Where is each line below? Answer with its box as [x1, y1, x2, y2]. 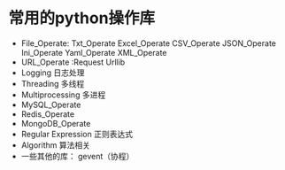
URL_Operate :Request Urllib [20, 57, 126, 67]
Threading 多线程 [20, 78, 85, 89]
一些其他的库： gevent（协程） [20, 151, 135, 161]
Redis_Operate [20, 108, 75, 120]
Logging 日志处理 [20, 67, 85, 78]
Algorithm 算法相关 [20, 139, 90, 151]
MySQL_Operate [20, 99, 81, 110]
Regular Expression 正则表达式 [20, 128, 134, 139]
